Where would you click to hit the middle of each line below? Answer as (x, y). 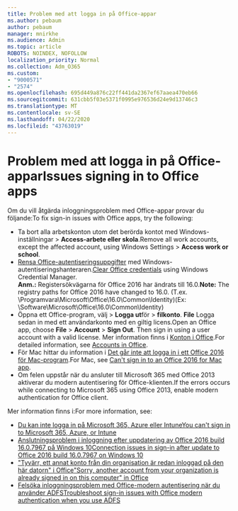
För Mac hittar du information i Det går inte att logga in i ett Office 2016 (121, 352)
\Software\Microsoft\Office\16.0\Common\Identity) (91, 307)
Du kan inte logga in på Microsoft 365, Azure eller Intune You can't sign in (124, 425)
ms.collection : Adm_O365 (44, 67)
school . (29, 254)
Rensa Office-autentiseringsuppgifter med (79, 262)
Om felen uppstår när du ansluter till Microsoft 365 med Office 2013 (116, 375)
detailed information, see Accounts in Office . (83, 345)
